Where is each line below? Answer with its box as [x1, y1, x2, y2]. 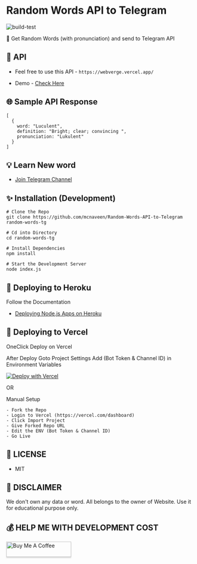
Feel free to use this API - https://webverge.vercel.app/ [14, 68, 154, 75]
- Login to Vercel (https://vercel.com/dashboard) [6, 412, 135, 418]
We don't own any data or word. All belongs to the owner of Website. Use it [6, 498, 191, 506]
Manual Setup [6, 395, 41, 402]
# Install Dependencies [6, 246, 66, 252]
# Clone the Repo [6, 209, 50, 215]
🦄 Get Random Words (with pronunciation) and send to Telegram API [6, 35, 175, 42]
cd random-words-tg [6, 235, 55, 241]
